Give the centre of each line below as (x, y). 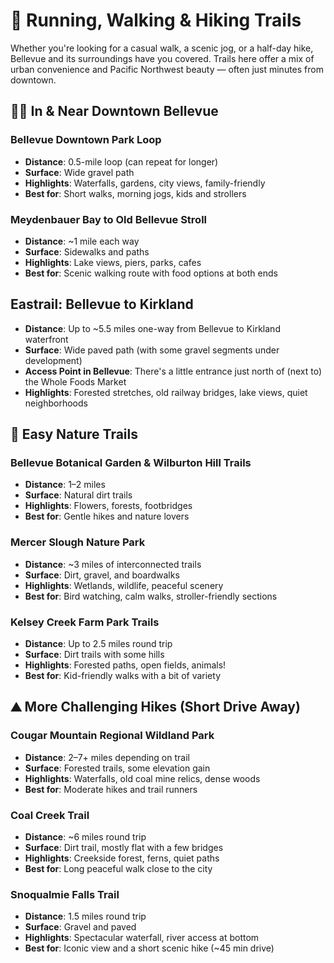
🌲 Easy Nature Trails (74, 434)
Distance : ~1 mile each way (82, 241)
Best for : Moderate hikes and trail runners (111, 789)
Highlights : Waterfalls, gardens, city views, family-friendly (145, 183)
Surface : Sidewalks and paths (87, 251)
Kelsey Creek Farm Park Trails (85, 622)
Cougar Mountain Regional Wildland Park (112, 736)
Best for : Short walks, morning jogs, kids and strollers (135, 193)
